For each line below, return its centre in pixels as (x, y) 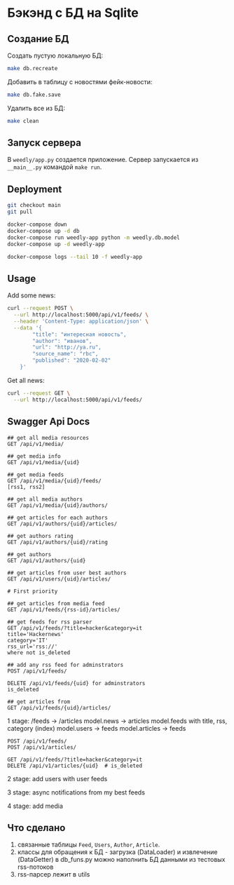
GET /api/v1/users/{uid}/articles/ (59, 579)
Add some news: (32, 295)
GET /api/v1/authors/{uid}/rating (58, 542)
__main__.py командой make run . (55, 167)
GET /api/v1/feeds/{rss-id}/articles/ (64, 609)
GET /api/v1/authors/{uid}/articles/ (62, 524)
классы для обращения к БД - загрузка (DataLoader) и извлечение (117, 852)
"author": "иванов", (62, 341)
